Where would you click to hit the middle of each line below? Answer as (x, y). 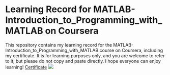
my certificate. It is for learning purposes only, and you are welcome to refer (85, 55)
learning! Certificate (26, 67)
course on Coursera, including (131, 50)
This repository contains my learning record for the (59, 45)
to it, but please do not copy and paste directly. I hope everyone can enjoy (83, 61)
